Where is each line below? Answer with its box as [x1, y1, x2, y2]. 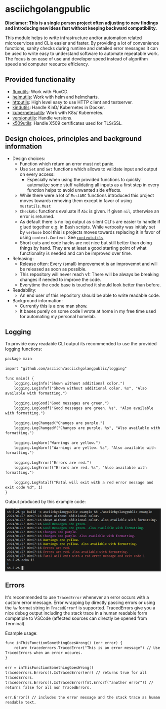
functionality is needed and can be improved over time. [19, 250, 132, 256]
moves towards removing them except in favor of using [19, 197, 132, 204]
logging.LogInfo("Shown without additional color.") [14, 381, 125, 386]
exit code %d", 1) [5, 485, 43, 490]
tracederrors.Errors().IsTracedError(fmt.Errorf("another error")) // [5, 680, 154, 685]
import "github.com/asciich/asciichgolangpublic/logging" [5, 366, 127, 371]
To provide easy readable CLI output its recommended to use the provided [5, 341, 157, 347]
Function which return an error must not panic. [19, 161, 115, 166]
